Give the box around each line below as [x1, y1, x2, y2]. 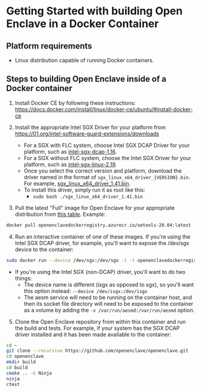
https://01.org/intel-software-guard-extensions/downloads [14, 130, 160, 137]
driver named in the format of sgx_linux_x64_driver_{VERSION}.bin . [23, 173, 190, 180]
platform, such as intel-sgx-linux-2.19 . [23, 161, 117, 168]
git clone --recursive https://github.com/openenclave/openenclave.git [6, 348, 188, 354]
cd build [6, 364, 28, 371]
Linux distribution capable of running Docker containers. [14, 57, 154, 64]
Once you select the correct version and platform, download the [23, 167, 182, 174]
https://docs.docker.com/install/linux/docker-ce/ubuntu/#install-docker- [14, 105, 193, 113]
